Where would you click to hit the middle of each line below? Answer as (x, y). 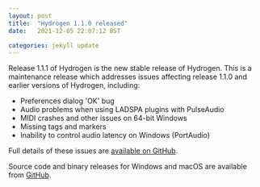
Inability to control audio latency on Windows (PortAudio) (115, 135)
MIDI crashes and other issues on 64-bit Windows (103, 118)
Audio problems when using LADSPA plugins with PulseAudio (122, 110)
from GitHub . (30, 175)
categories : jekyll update (54, 45)
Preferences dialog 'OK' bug (67, 101)
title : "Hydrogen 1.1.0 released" (68, 23)
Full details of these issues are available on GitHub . (93, 151)
